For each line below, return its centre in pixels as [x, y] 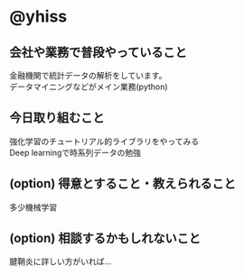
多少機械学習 [33, 207]
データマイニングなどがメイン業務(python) [89, 87]
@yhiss [38, 17]
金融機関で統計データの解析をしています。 [88, 75]
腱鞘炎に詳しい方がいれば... [61, 261]
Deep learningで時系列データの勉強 [75, 152]
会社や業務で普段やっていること [98, 52]
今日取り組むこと [57, 118]
